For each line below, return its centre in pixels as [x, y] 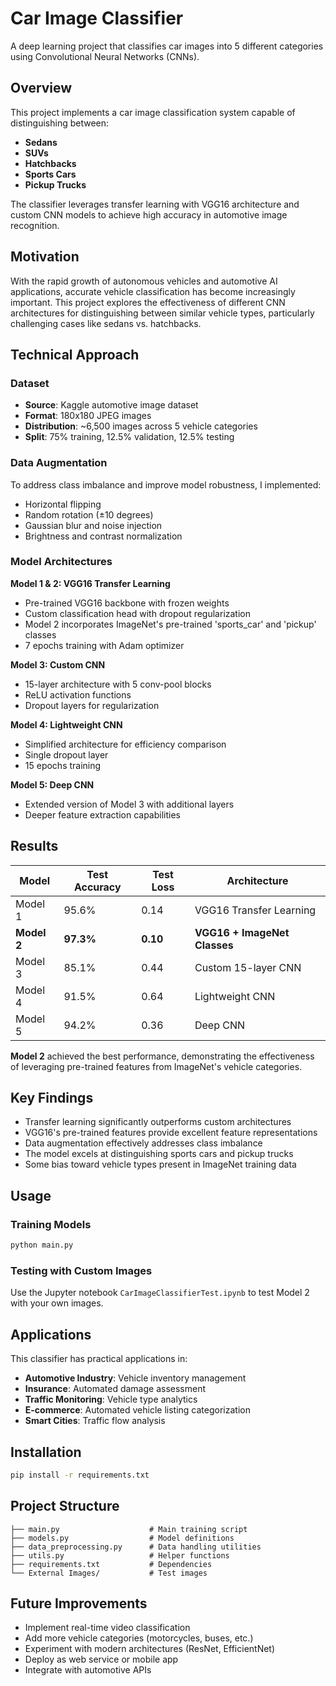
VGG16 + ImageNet [242, 932]
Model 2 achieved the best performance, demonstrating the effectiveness [162, 1056]
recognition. [35, 225]
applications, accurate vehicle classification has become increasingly [153, 291]
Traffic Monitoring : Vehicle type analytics [111, 1399]
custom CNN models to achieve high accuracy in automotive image [149, 214]
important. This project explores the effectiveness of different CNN [148, 302]
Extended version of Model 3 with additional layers [129, 804]
